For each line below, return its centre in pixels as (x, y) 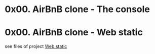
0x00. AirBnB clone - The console (77, 9)
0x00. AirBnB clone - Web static (74, 33)
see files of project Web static (36, 46)
